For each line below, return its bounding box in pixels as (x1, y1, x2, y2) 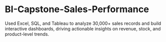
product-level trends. (5, 31, 50, 37)
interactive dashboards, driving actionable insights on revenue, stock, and (5, 25, 161, 31)
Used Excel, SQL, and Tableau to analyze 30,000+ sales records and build (5, 20, 161, 26)
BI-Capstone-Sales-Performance (5, 4, 150, 15)
